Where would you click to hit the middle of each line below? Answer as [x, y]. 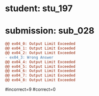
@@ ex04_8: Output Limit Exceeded [40, 80]
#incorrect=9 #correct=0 [30, 89]
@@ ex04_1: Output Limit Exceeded [40, 48]
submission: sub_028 [50, 31]
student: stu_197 [39, 9]
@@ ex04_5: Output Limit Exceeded [40, 66]
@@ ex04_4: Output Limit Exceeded [40, 62]
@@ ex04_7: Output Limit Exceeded [40, 76]
